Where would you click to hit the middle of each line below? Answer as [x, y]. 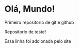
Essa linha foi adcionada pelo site [38, 41]
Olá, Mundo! [30, 9]
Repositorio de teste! [25, 32]
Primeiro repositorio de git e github [39, 22]
